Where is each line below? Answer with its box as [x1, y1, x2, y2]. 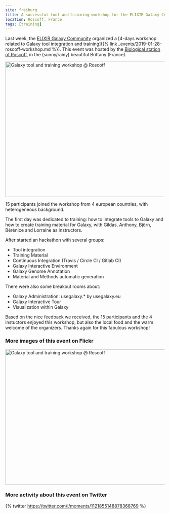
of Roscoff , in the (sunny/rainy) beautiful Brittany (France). [5, 52, 127, 58]
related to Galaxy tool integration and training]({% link [5, 41, 117, 47]
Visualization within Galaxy [12, 304, 69, 310]
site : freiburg [5, 7, 37, 13]
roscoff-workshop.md [5, 46, 51, 52]
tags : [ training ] [5, 21, 42, 27]
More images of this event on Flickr [5, 338, 94, 345]
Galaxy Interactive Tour [12, 299, 62, 305]
